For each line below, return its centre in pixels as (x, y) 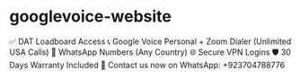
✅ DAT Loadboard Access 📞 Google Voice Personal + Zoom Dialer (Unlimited (150, 41)
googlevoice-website (91, 17)
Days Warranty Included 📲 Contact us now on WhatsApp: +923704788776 (147, 65)
